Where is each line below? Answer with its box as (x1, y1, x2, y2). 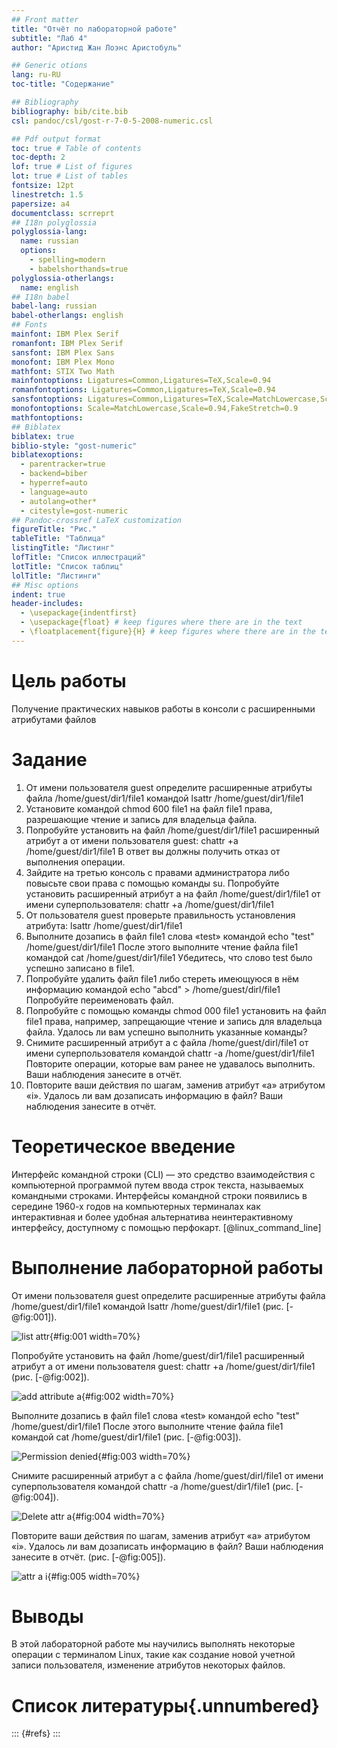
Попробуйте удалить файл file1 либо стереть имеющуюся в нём (25, 972, 299, 985)
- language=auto (20, 487, 88, 497)
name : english (20, 282, 79, 293)
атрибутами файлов (11, 713, 97, 725)
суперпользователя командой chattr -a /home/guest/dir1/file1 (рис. (11, 1480, 294, 1492)
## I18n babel (11, 292, 71, 302)
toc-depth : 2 (11, 152, 66, 163)
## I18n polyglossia (11, 217, 98, 228)
